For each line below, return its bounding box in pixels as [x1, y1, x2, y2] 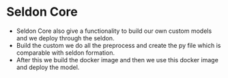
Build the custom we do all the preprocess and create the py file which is [16, 41, 221, 49]
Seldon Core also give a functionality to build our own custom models [16, 27, 212, 35]
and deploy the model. [16, 63, 80, 71]
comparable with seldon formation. [16, 49, 115, 57]
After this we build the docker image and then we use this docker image [16, 55, 219, 64]
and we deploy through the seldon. [16, 34, 115, 42]
